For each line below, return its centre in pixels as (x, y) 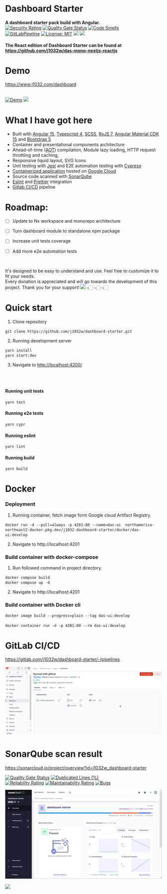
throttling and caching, (36, 155)
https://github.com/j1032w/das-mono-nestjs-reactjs (61, 50)
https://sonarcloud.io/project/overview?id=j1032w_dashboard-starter (76, 768)
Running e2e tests (24, 413)
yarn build (16, 469)
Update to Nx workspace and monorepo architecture (66, 221)
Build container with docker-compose (52, 557)
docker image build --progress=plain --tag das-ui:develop (68, 616)
